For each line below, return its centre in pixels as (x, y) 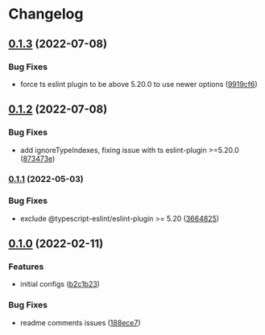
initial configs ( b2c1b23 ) (60, 284)
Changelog (46, 14)
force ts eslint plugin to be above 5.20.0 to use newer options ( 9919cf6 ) (139, 84)
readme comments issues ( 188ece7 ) (80, 322)
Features (26, 267)
